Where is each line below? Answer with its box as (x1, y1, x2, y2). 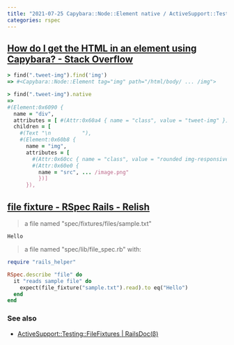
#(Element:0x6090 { (7, 104, 64, 111)
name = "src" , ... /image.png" (38, 169, 130, 176)
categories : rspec (7, 17, 61, 24)
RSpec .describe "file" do (7, 271, 82, 278)
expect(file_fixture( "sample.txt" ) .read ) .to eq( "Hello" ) (19, 284, 189, 291)
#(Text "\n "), (19, 130, 92, 137)
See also (7, 314, 37, 323)
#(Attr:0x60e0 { (32, 162, 79, 169)
